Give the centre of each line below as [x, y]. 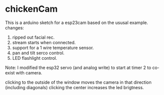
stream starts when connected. [44, 42]
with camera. [29, 72]
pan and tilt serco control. [38, 53]
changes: [15, 27]
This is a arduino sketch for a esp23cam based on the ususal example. [77, 23]
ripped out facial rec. [33, 37]
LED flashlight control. [35, 58]
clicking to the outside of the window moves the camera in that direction [78, 82]
